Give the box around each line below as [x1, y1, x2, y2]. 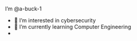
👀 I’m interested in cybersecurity [13, 17, 96, 24]
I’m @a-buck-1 [5, 5, 42, 12]
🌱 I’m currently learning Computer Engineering [13, 24, 131, 30]
